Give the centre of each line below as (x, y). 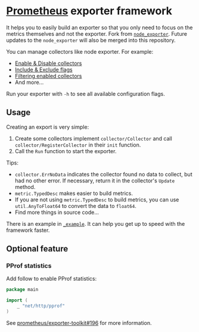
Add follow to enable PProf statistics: (52, 279)
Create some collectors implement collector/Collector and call (94, 138)
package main (22, 290)
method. (25, 187)
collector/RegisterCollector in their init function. (78, 145)
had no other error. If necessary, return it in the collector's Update (95, 181)
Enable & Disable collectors (48, 63)
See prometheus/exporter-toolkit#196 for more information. (79, 322)
